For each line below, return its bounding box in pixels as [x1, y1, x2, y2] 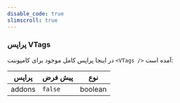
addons [11, 84, 36, 94]
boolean [79, 84, 107, 94]
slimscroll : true [7, 17, 58, 24]
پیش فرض [42, 72, 74, 82]
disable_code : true [7, 10, 64, 18]
